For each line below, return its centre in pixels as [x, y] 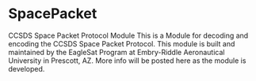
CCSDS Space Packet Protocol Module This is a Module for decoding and [128, 35]
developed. [27, 68]
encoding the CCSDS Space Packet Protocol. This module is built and [122, 43]
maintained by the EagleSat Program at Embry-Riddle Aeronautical [117, 52]
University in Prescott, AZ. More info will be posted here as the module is [127, 61]
